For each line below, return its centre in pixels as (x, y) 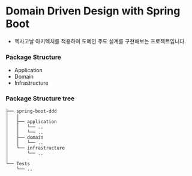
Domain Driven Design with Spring (93, 11)
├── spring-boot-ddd (31, 111)
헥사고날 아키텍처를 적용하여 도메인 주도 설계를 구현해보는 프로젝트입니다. (100, 41)
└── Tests (18, 163)
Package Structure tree (40, 99)
